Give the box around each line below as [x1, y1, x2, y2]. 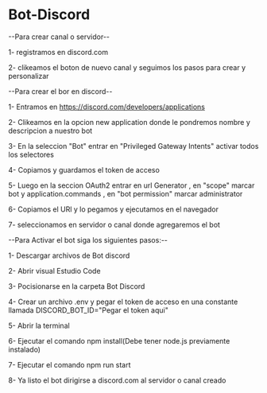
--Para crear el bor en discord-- [8, 86, 113, 96]
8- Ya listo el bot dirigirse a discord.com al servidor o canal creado [8, 375, 226, 385]
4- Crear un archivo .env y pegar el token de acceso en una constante [8, 297, 238, 306]
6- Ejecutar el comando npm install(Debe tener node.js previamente [8, 336, 230, 345]
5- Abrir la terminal [8, 321, 70, 330]
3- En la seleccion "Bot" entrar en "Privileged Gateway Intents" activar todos [8, 141, 259, 150]
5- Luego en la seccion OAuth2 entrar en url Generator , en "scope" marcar [8, 181, 255, 190]
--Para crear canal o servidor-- [8, 32, 110, 41]
